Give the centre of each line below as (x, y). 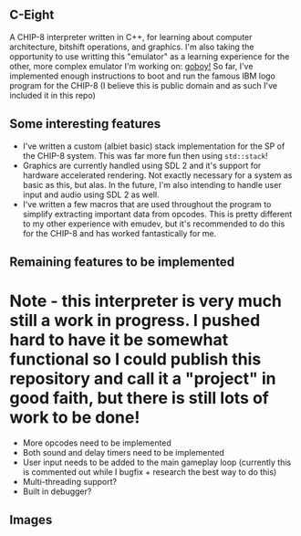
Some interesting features (85, 124)
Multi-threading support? (69, 481)
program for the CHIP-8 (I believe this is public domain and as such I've (144, 85)
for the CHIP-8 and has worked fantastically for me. (119, 233)
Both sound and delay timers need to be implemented (124, 452)
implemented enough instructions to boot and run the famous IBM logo (143, 76)
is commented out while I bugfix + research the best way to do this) (150, 472)
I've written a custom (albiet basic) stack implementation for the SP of (154, 146)
